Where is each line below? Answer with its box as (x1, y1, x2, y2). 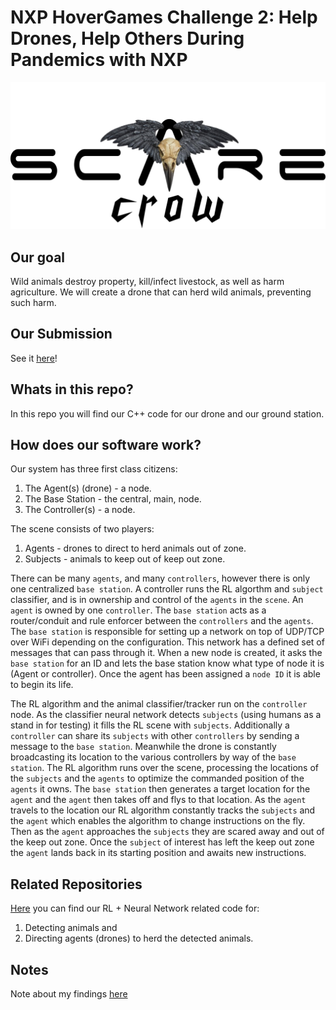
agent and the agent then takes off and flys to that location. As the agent (10, 794, 307, 806)
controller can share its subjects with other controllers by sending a (10, 730, 300, 742)
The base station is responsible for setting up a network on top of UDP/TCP (10, 626, 325, 638)
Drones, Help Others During (10, 27, 245, 50)
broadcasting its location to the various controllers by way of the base (10, 751, 297, 763)
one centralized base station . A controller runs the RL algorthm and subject (10, 583, 324, 595)
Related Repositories (10, 876, 143, 893)
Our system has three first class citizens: (10, 463, 178, 475)
